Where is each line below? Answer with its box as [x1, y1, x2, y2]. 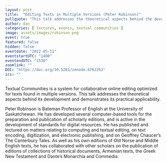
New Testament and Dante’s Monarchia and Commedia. [5, 153, 119, 159]
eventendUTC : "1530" [5, 58, 48, 63]
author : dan [5, 21, 30, 26]
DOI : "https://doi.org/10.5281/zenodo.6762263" [5, 68, 106, 73]
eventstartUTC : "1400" [5, 53, 52, 59]
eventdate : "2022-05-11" [5, 49, 57, 54]
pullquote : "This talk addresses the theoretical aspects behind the [5, 16, 153, 21]
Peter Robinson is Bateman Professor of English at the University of [5, 105, 143, 112]
